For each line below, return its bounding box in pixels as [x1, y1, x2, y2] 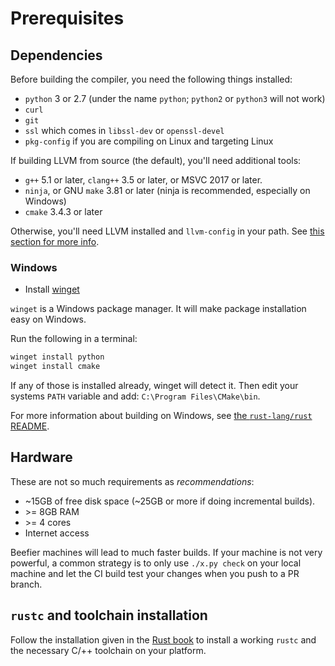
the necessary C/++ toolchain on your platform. [10, 644, 207, 656]
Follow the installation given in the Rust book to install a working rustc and [10, 633, 317, 646]
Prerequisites [10, 7, 125, 30]
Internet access [24, 527, 90, 539]
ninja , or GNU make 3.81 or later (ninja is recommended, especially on [24, 185, 311, 196]
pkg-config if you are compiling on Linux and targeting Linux [24, 135, 274, 147]
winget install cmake [10, 362, 101, 372]
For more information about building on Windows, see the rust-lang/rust [10, 410, 313, 422]
